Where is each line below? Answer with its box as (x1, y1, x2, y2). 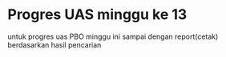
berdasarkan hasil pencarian (7, 40, 102, 49)
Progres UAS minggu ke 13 (7, 6, 188, 24)
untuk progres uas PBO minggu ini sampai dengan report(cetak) (7, 32, 219, 41)
